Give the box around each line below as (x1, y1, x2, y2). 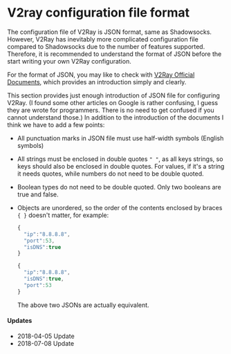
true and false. (17, 190, 59, 198)
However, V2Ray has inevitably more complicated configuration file (7, 35, 198, 43)
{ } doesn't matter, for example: (17, 211, 109, 219)
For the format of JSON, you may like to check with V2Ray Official (7, 71, 195, 79)
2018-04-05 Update (17, 332, 75, 340)
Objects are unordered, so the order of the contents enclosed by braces (17, 203, 223, 212)
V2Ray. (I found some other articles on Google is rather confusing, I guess (7, 98, 219, 106)
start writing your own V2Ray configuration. (7, 57, 131, 65)
